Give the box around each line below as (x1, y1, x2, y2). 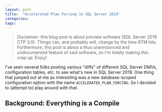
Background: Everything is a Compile (5, 99, 120, 107)
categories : (5, 16, 29, 21)
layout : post (5, 7, 32, 12)
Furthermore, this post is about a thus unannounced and (16, 44, 130, 50)
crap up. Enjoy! (16, 55, 48, 61)
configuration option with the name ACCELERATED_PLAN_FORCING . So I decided (5, 80, 156, 86)
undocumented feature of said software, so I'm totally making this (16, 50, 149, 56)
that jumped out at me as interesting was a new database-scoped (5, 75, 136, 80)
